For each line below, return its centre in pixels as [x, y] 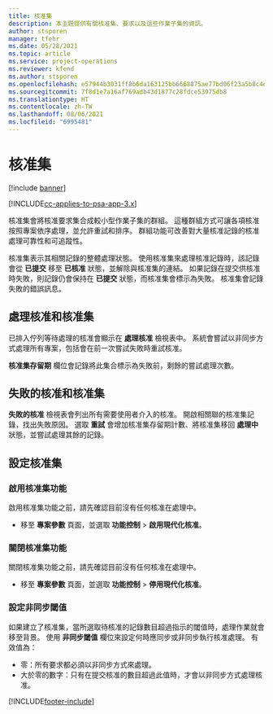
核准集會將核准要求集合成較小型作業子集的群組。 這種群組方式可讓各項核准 [134, 220]
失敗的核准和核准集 [56, 394]
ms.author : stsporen [43, 77]
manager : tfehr [34, 39]
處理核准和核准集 [51, 317]
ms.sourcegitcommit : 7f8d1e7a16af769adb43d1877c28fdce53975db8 [118, 92]
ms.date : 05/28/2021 [43, 46]
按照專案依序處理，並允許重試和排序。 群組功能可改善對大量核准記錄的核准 [134, 230]
